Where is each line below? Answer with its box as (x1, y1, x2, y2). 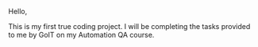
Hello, (8, 7, 28, 16)
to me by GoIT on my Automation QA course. (8, 31, 155, 39)
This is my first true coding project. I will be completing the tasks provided (8, 22, 251, 31)
